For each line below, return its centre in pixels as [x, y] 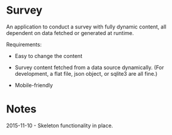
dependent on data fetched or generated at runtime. [70, 33]
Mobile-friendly [34, 85]
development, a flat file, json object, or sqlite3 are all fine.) [86, 73]
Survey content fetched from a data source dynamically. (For [89, 67]
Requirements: [24, 44]
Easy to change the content [49, 56]
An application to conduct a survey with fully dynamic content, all [86, 27]
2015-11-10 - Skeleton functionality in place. [60, 126]
